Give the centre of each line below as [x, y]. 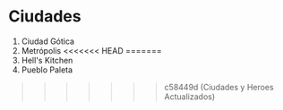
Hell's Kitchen [47, 60]
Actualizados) [190, 97]
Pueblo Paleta [47, 70]
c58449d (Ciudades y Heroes [219, 87]
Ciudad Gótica [48, 41]
